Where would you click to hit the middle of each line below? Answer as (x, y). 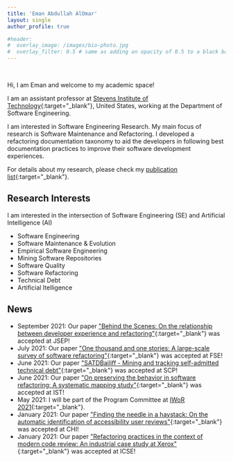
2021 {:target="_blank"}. (51, 407)
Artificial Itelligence (45, 287)
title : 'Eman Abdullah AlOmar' (52, 14)
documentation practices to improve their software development (99, 149)
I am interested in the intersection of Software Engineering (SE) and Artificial (116, 215)
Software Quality (41, 265)
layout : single (29, 20)
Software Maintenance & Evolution (67, 243)
